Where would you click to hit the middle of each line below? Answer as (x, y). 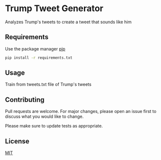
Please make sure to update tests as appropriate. (54, 126)
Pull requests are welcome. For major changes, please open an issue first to (81, 112)
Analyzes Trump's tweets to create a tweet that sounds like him (68, 22)
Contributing (25, 100)
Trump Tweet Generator (54, 8)
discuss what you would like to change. (44, 116)
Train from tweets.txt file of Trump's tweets (48, 84)
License (17, 141)
